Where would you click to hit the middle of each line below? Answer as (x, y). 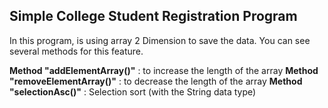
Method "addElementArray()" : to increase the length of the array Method (164, 70)
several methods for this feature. (76, 51)
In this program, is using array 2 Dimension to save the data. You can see (160, 40)
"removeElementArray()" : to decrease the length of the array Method (156, 81)
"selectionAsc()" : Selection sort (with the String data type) (133, 91)
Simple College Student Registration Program (153, 16)
